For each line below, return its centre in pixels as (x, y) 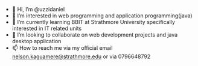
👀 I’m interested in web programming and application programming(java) (102, 16)
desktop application (37, 41)
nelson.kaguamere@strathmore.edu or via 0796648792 (81, 56)
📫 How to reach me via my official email (62, 48)
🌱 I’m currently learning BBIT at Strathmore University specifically (93, 22)
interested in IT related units (47, 28)
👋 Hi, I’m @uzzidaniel (38, 9)
